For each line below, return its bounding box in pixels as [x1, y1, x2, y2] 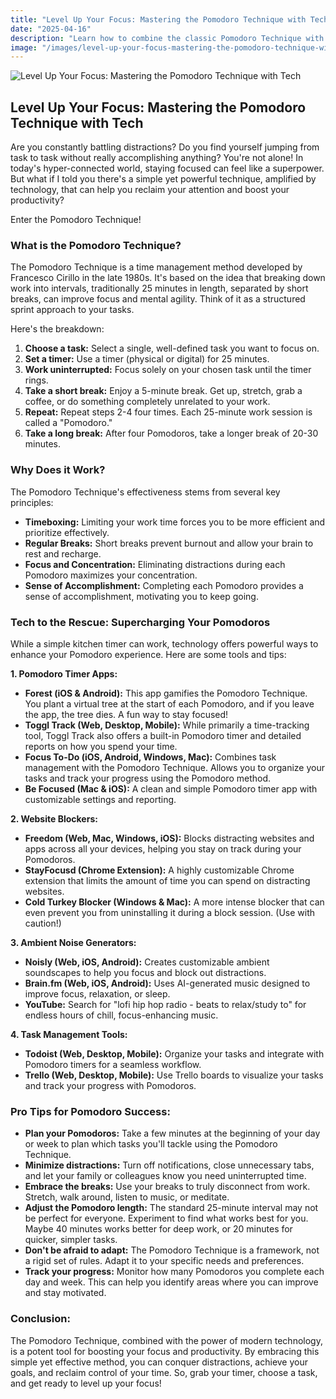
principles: [10, 496, 54, 508]
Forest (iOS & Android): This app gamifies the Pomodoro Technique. [24, 687, 308, 699]
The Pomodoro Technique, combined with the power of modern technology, [10, 1334, 323, 1346]
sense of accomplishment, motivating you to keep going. [24, 590, 259, 602]
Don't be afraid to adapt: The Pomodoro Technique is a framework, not [24, 1244, 320, 1256]
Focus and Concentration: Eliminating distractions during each [24, 558, 286, 570]
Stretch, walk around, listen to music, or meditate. [24, 1191, 230, 1203]
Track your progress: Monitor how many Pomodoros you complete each [24, 1266, 325, 1278]
